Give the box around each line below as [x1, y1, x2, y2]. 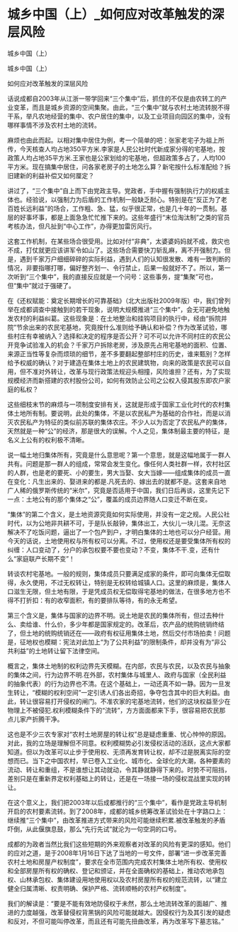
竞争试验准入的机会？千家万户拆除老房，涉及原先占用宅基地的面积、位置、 [13, 340, 231, 349]
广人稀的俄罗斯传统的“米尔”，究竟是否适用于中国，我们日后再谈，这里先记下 [7, 486, 230, 494]
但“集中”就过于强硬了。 [7, 281, 76, 289]
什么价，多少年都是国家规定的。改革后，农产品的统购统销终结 [44, 620, 225, 628]
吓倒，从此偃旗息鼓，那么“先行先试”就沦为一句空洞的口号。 [7, 824, 181, 833]
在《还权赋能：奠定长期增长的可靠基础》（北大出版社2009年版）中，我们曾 [7, 296, 225, 305]
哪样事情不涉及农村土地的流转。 [7, 121, 101, 129]
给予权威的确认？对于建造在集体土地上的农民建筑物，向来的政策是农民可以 [7, 358, 225, 367]
